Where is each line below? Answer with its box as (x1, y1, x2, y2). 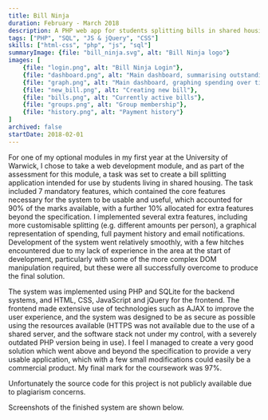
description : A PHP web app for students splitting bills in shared (8, 26, 241, 34)
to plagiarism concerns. (8, 386, 86, 396)
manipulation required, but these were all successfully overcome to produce (8, 263, 258, 272)
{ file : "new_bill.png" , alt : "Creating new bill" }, (22, 85, 198, 94)
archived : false (8, 123, 62, 131)
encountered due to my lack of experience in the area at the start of (8, 245, 231, 256)
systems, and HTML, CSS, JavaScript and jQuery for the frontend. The (8, 295, 240, 304)
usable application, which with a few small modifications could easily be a (8, 355, 251, 364)
